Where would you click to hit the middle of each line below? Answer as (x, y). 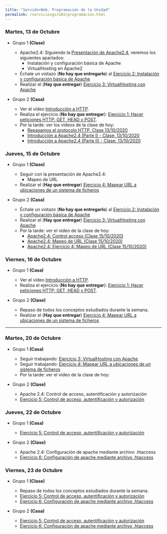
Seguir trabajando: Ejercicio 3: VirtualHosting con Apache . (79, 359)
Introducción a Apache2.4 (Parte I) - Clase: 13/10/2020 (83, 135)
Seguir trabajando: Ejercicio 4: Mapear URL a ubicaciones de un (85, 364)
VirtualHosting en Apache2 (55, 68)
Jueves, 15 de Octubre (33, 154)
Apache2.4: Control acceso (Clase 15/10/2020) (75, 236)
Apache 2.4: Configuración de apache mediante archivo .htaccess (88, 452)
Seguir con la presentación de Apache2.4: (63, 174)
